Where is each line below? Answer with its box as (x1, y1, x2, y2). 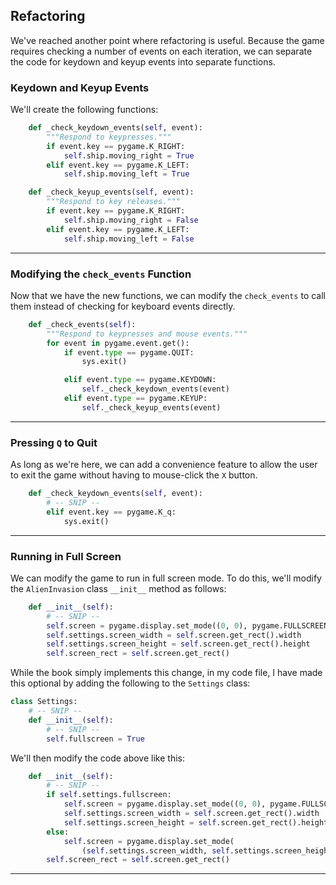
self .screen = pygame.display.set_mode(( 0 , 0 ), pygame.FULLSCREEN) (46, 620, 333, 631)
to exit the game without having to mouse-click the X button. (10, 469, 258, 481)
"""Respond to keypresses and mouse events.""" (46, 329, 248, 339)
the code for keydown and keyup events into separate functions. (10, 55, 276, 68)
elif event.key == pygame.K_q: (46, 507, 177, 517)
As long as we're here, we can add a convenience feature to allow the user (10, 459, 318, 471)
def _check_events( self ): (28, 319, 137, 329)
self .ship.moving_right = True (63, 150, 195, 161)
